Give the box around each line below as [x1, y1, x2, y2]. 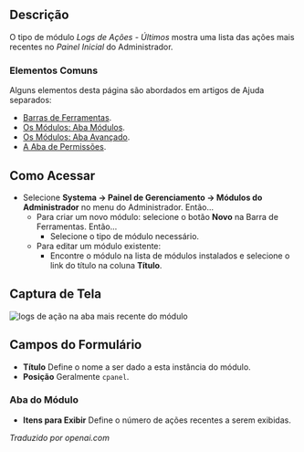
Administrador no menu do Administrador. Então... [22, 201, 215, 213]
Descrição [9, 7, 69, 23]
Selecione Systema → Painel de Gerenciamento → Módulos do [22, 192, 263, 203]
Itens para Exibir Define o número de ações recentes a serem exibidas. [22, 415, 292, 426]
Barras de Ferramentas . [22, 112, 112, 123]
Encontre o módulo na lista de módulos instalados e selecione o [49, 250, 290, 261]
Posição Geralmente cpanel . [22, 371, 130, 382]
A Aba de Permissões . [22, 142, 107, 152]
